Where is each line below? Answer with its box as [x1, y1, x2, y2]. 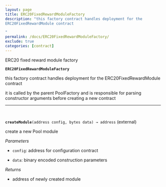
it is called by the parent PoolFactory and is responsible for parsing [5, 90, 142, 96]
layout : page [5, 7, 32, 12]
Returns [5, 166, 21, 172]
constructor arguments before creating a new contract [5, 95, 116, 101]
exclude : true [5, 39, 35, 44]
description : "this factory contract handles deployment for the [5, 16, 142, 21]
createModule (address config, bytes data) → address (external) [5, 119, 137, 125]
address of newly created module [12, 176, 81, 182]
